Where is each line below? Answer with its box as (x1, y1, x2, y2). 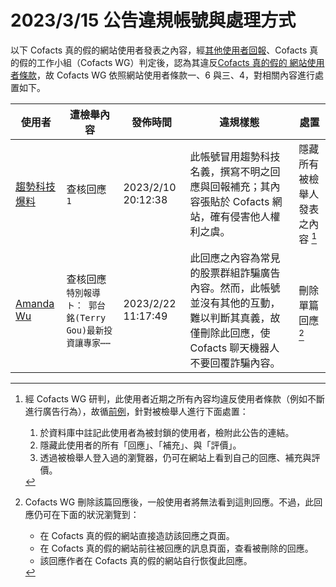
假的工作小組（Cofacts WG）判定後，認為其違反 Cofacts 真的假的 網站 (18, 56, 308, 68)
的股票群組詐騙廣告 (189, 266, 281, 280)
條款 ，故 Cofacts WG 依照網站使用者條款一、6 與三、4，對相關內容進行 (18, 69, 315, 81)
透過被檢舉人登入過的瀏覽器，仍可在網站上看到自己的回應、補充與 (39, 452, 312, 464)
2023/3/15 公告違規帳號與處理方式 (10, 9, 297, 32)
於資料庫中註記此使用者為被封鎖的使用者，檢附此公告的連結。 (39, 427, 295, 439)
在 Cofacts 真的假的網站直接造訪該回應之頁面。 (39, 530, 235, 542)
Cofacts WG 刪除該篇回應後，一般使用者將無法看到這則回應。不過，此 (24, 496, 315, 508)
